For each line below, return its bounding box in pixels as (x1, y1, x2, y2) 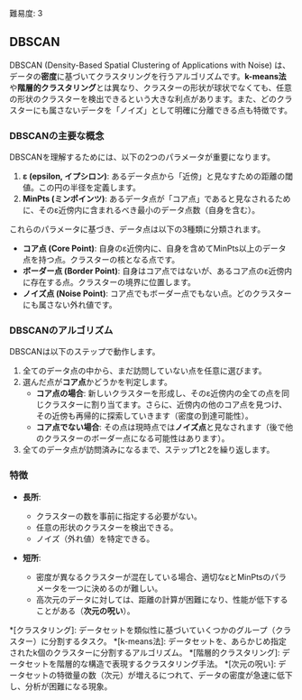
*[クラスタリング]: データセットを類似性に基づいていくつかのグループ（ (9, 624, 276, 635)
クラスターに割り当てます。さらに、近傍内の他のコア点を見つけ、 (43, 400, 288, 410)
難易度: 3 (9, 8, 43, 18)
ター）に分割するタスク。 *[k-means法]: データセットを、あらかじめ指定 (16, 635, 287, 647)
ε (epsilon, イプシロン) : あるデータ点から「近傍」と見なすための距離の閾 (22, 170, 293, 182)
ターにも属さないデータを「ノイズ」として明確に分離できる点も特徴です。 (16, 105, 293, 115)
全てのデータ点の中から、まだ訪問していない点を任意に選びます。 (22, 365, 267, 376)
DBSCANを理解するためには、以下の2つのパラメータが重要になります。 (9, 152, 276, 162)
